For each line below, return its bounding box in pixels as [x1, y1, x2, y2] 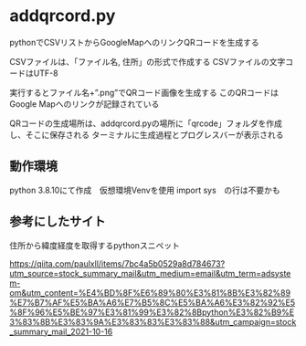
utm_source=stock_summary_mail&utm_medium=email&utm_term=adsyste [9, 267, 291, 278]
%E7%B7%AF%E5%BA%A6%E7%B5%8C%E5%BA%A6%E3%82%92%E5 [9, 297, 295, 308]
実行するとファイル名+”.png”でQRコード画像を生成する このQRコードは [9, 87, 280, 98]
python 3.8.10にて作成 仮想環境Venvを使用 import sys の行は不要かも [9, 184, 280, 195]
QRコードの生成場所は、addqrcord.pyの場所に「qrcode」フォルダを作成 [9, 118, 283, 129]
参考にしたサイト [9, 214, 106, 229]
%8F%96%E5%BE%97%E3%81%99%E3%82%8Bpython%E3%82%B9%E [9, 307, 295, 318]
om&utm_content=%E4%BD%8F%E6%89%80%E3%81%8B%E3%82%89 [9, 287, 290, 298]
